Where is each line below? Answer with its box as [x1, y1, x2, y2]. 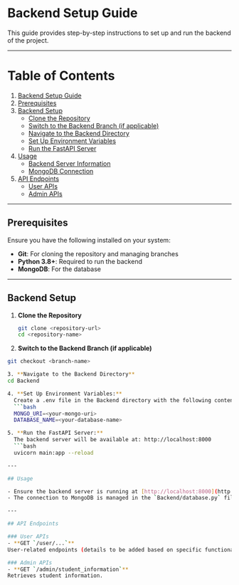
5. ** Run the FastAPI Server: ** [7, 429, 103, 437]
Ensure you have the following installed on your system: [7, 236, 171, 244]
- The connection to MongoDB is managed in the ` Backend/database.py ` [7, 495, 221, 502]
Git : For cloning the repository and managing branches [17, 249, 179, 258]
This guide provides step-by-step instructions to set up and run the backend [7, 28, 231, 37]
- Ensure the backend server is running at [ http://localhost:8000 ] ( [7, 487, 218, 495]
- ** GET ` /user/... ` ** [7, 539, 75, 547]
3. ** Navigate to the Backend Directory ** [7, 371, 135, 378]
